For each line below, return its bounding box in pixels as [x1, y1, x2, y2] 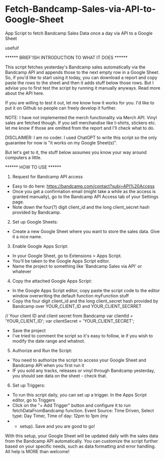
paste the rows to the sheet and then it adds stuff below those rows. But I [5, 80, 154, 86]
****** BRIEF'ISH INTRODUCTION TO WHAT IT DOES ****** [5, 54, 128, 60]
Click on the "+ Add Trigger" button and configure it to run [12, 402, 131, 408]
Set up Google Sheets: [12, 219, 58, 225]
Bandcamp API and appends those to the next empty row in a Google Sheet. [5, 69, 160, 75]
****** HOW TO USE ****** [5, 164, 62, 170]
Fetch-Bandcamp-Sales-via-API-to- [5, 3, 156, 15]
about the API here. [5, 90, 44, 96]
